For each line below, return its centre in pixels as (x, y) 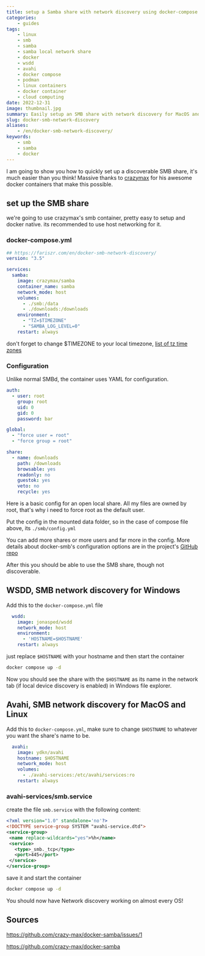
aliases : (17, 126)
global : (16, 430)
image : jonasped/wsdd (45, 622)
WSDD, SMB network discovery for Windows (93, 590)
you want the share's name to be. (48, 735)
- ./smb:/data (41, 304)
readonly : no (34, 475)
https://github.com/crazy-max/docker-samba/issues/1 (74, 935)
